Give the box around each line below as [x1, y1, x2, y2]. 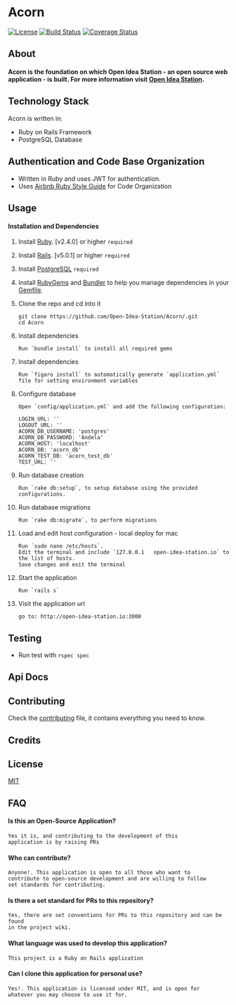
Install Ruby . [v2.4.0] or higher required [18, 237, 133, 246]
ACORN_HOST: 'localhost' [18, 441, 91, 448]
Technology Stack [8, 96, 89, 108]
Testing [8, 632, 42, 644]
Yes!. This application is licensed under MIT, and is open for [8, 985, 200, 992]
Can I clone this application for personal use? [8, 969, 143, 978]
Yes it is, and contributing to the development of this [8, 832, 178, 840]
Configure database [18, 390, 77, 398]
